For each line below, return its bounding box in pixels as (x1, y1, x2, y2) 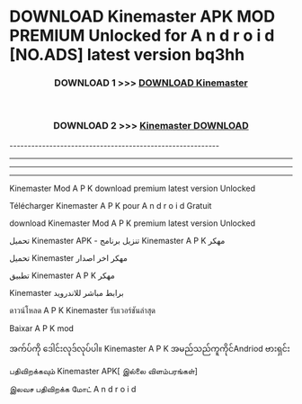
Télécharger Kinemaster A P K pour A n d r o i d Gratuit (9, 200, 212, 211)
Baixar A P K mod (9, 322, 75, 334)
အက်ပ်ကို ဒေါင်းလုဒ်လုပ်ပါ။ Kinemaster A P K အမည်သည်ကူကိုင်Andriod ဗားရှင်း (9, 343, 290, 354)
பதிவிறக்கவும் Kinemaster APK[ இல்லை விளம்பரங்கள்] (9, 365, 198, 376)
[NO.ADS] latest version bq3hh (9, 45, 245, 65)
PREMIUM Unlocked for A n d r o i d (9, 25, 275, 46)
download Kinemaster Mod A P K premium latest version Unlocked (9, 218, 256, 229)
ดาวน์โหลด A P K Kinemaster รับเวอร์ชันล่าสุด (9, 304, 155, 316)
